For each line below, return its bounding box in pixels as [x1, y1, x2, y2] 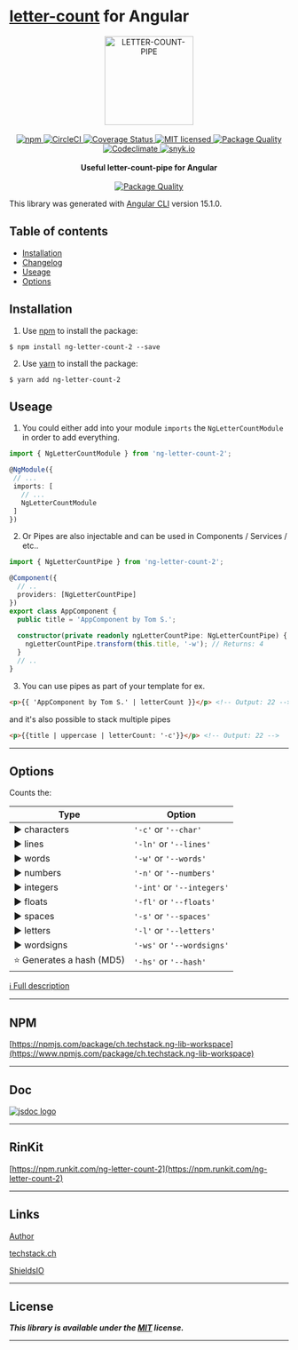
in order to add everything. [21, 433, 120, 443]
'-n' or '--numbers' [133, 867, 216, 879]
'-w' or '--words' [133, 853, 207, 865]
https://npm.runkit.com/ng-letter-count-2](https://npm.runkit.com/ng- [12, 1163, 268, 1174]
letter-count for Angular [9, 6, 190, 27]
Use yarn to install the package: [21, 358, 138, 369]
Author [9, 1230, 35, 1241]
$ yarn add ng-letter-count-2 [9, 375, 122, 384]
